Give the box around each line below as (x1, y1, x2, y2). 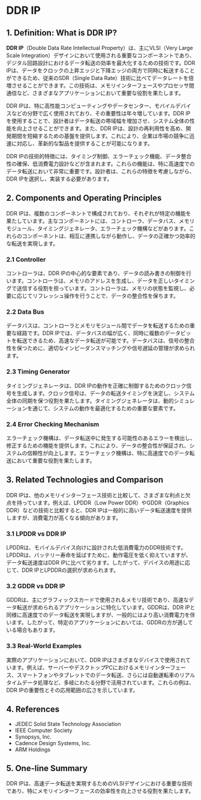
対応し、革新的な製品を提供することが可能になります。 (16, 140, 153, 147)
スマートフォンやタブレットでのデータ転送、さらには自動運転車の (16, 671, 180, 678)
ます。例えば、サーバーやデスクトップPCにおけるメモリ (11, 663, 150, 671)
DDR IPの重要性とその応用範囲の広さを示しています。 (6, 686, 139, 693)
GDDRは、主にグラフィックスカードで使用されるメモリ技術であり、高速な (6, 597, 189, 604)
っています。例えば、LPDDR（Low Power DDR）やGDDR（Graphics (22, 499, 190, 506)
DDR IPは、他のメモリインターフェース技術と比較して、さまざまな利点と (6, 491, 186, 498)
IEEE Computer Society (14, 727, 73, 734)
